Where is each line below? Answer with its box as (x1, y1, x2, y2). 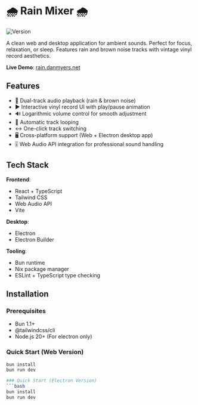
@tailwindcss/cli (14, 327, 55, 334)
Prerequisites (6, 307, 46, 315)
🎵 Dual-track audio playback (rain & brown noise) (14, 97, 136, 104)
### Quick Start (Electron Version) (6, 378, 97, 384)
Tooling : (6, 248, 27, 255)
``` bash (6, 384, 26, 389)
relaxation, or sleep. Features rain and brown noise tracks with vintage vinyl (6, 45, 192, 53)
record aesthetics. (6, 52, 51, 59)
